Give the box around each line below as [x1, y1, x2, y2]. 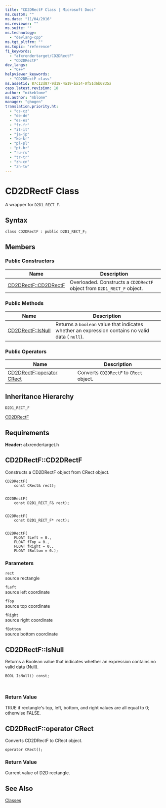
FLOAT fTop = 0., [14, 539, 50, 544]
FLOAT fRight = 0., [14, 544, 54, 549]
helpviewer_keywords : [5, 72, 50, 77]
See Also [5, 784, 33, 793]
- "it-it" [9, 127, 30, 132]
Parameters [5, 560, 34, 567]
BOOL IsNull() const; [5, 673, 50, 678]
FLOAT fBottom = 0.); [14, 548, 58, 553]
